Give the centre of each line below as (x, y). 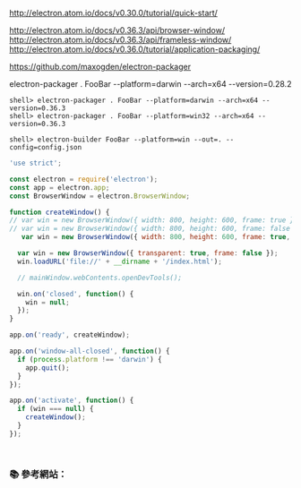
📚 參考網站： (38, 474)
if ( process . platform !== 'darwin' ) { (90, 359)
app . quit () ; (47, 368)
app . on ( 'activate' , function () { (72, 401)
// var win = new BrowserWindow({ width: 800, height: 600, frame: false (150, 229)
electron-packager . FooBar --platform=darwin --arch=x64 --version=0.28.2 (150, 84)
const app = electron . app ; (60, 187)
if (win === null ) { (56, 409)
